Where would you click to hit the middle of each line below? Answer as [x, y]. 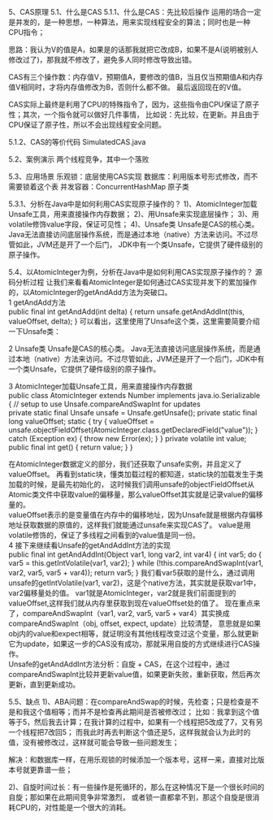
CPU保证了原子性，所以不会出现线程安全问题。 [87, 125]
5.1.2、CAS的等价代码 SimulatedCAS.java [77, 142]
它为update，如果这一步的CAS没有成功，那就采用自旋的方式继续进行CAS [131, 644]
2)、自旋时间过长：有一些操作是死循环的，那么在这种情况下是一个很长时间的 [136, 787]
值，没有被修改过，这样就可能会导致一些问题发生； [94, 742]
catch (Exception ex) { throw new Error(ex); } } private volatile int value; [128, 438]
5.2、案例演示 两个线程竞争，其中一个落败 [79, 159]
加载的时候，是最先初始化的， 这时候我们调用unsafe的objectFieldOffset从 [131, 484]
